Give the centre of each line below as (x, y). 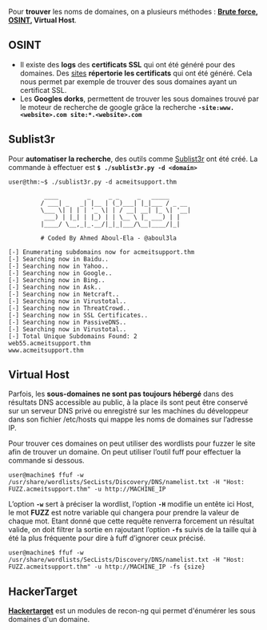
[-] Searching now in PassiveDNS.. (68, 322)
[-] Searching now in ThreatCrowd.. (69, 308)
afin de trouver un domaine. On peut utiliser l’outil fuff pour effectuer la (125, 452)
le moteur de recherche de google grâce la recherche (108, 107)
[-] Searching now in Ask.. (55, 287)
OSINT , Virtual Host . (43, 20)
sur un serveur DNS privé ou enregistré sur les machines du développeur (129, 411)
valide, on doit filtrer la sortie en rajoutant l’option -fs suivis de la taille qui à (133, 530)
